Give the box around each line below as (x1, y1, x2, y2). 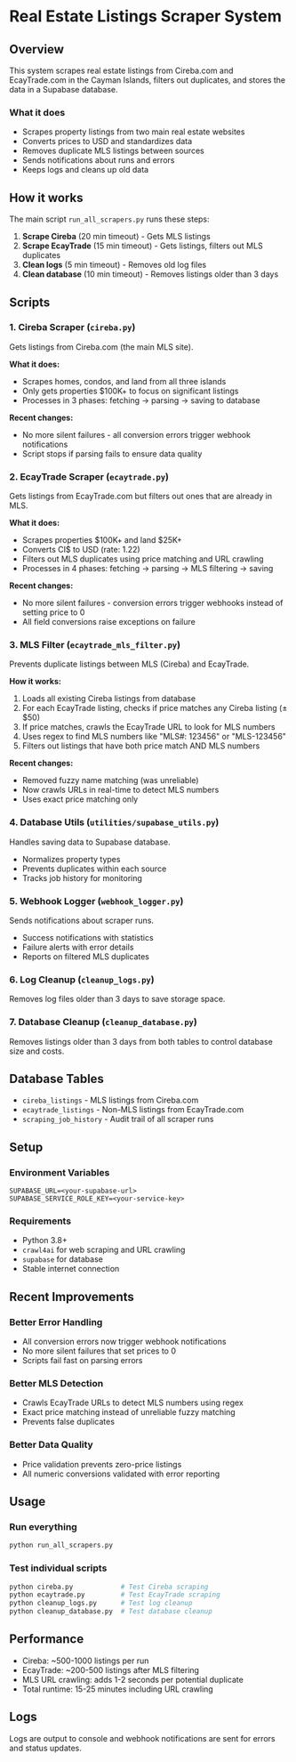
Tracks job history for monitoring (21, 872, 142, 883)
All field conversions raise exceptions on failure (21, 617, 196, 627)
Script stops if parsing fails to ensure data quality (21, 448, 203, 459)
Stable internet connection (21, 1264, 120, 1274)
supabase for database (21, 1254, 104, 1265)
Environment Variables (9, 1166, 110, 1178)
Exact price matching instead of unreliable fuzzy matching (21, 1407, 236, 1418)
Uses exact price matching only (21, 794, 139, 804)
